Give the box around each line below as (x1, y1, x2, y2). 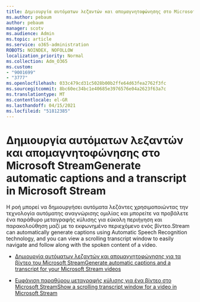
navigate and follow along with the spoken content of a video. (6, 241, 158, 249)
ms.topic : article (6, 36, 52, 42)
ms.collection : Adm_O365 (6, 58, 68, 64)
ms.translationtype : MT (6, 91, 65, 97)
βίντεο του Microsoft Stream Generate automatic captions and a (14, 259, 171, 266)
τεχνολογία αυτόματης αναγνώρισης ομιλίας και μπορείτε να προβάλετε (6, 210, 189, 217)
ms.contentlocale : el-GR (6, 97, 68, 103)
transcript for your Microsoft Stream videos (14, 265, 121, 273)
